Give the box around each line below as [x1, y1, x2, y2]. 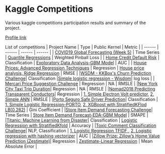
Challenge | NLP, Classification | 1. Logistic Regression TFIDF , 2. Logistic [5, 127, 152, 133]
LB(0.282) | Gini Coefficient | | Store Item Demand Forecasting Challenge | [5, 107, 153, 113]
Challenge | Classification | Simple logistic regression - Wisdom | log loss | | [5, 75, 155, 81]
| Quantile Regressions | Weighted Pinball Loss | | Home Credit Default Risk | [5, 54, 160, 60]
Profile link [5, 34, 27, 40]
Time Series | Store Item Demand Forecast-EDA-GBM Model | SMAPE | [5, 112, 148, 118]
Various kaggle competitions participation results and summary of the [5, 20, 146, 26]
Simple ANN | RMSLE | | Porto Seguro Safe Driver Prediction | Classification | [5, 96, 158, 102]
